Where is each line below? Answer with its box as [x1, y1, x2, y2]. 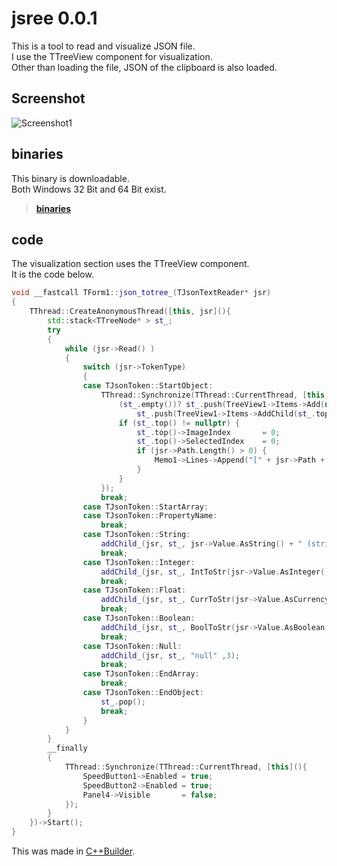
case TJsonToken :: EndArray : [82, 669, 200, 679]
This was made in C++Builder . [11, 845, 136, 857]
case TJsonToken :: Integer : [82, 557, 196, 567]
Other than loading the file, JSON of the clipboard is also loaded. [11, 61, 278, 73]
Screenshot [11, 90, 86, 107]
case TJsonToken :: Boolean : [82, 613, 196, 623]
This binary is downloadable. [11, 172, 130, 184]
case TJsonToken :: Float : [82, 585, 187, 596]
